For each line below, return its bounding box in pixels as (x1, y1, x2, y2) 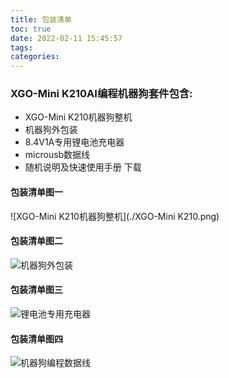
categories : (10, 52, 60, 62)
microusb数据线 (24, 149, 91, 161)
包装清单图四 (10, 332, 63, 345)
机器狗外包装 (24, 124, 78, 136)
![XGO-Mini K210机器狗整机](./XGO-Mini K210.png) (10, 210, 220, 222)
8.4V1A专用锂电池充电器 (24, 136, 125, 148)
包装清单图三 (10, 284, 63, 296)
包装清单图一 (10, 186, 63, 198)
